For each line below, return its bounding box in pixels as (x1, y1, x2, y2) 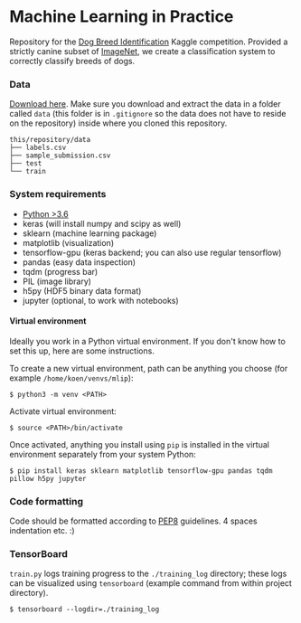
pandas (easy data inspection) (22, 256, 136, 268)
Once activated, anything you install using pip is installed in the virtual (9, 439, 269, 449)
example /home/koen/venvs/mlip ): (9, 373, 134, 383)
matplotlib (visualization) (22, 237, 115, 248)
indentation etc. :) (9, 525, 75, 536)
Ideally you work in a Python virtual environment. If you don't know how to (9, 335, 287, 346)
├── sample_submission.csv (9, 151, 111, 160)
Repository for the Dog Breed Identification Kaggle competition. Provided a (9, 36, 288, 47)
